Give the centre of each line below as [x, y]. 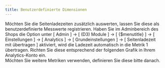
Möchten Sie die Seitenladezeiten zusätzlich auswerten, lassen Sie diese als [82, 24]
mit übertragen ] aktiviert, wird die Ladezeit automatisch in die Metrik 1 [77, 44]
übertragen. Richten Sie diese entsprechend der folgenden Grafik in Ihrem [80, 50]
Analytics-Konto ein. [26, 55]
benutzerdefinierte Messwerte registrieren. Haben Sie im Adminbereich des [82, 29]
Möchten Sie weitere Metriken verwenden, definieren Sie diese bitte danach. [83, 60]
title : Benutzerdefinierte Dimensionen [46, 10]
